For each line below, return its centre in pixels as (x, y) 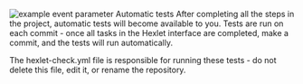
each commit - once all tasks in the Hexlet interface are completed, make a (149, 33)
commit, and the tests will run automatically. (91, 42)
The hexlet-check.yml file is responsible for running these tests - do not (143, 60)
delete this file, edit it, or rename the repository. (98, 70)
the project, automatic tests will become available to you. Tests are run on (147, 23)
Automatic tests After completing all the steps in (205, 14)
